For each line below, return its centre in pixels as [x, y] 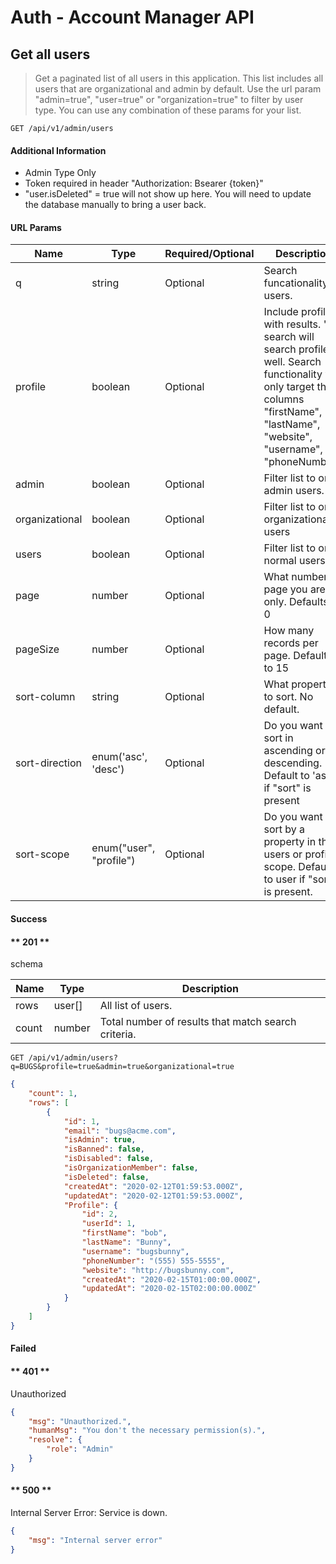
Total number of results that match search [198, 1022]
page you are [294, 589]
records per [291, 643]
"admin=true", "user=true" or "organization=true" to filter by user [169, 99]
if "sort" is [287, 788]
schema [26, 964]
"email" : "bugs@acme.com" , [120, 1131]
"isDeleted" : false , [106, 1177]
